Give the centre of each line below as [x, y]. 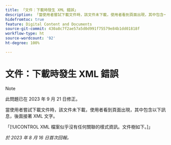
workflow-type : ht [25, 33]
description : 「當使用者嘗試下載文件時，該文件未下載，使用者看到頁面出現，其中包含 [84, 15]
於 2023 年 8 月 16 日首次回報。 [38, 137]
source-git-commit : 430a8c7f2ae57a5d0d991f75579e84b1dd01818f [73, 29]
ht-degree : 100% [22, 43]
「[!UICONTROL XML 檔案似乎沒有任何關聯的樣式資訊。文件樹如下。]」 [79, 127]
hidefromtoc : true [25, 19]
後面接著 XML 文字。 [36, 116]
